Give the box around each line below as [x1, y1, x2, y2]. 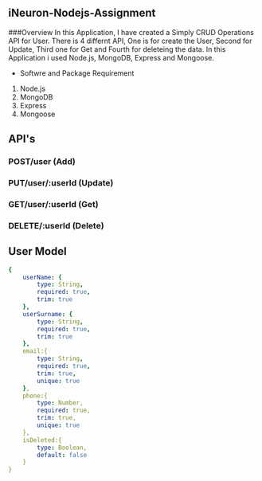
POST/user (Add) [8, 156, 76, 167]
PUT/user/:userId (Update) [8, 178, 114, 189]
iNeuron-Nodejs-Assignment [8, 6, 156, 20]
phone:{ [22, 392, 48, 400]
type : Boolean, [37, 444, 88, 452]
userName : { [22, 273, 62, 281]
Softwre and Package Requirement [19, 68, 135, 78]
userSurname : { [22, 310, 73, 318]
